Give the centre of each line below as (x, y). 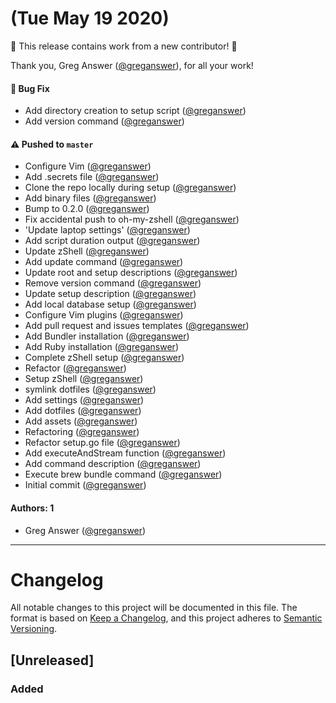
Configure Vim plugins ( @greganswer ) (104, 315)
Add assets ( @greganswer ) (81, 421)
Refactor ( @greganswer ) (75, 368)
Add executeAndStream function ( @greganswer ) (125, 453)
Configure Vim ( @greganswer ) (88, 166)
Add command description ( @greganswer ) (113, 464)
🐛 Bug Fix (30, 88)
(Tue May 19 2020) (90, 18)
